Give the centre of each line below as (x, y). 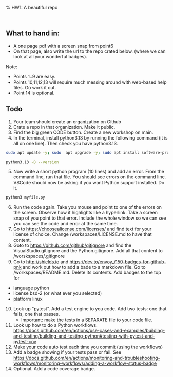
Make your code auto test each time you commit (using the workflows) (88, 347)
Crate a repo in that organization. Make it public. (64, 127)
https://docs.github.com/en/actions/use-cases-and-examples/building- (89, 331)
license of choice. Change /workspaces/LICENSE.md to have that (82, 234)
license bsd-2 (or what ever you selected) (57, 293)
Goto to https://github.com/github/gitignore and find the (72, 245)
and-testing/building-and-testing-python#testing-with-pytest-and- (84, 336)
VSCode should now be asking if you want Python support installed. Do (89, 183)
